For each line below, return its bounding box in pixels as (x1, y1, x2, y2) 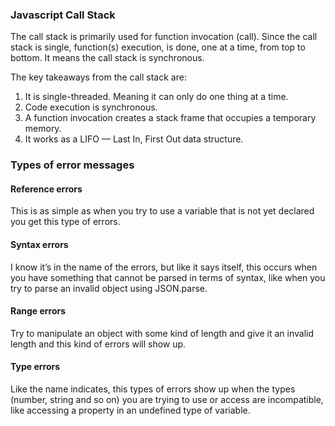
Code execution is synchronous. (24, 101, 158, 113)
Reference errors (10, 183, 83, 195)
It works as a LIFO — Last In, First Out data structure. (24, 133, 244, 145)
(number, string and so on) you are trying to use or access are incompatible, (10, 394, 324, 406)
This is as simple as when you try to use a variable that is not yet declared (10, 205, 315, 217)
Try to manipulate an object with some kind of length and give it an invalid (10, 327, 314, 339)
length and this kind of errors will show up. (10, 338, 187, 350)
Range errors (10, 305, 67, 317)
